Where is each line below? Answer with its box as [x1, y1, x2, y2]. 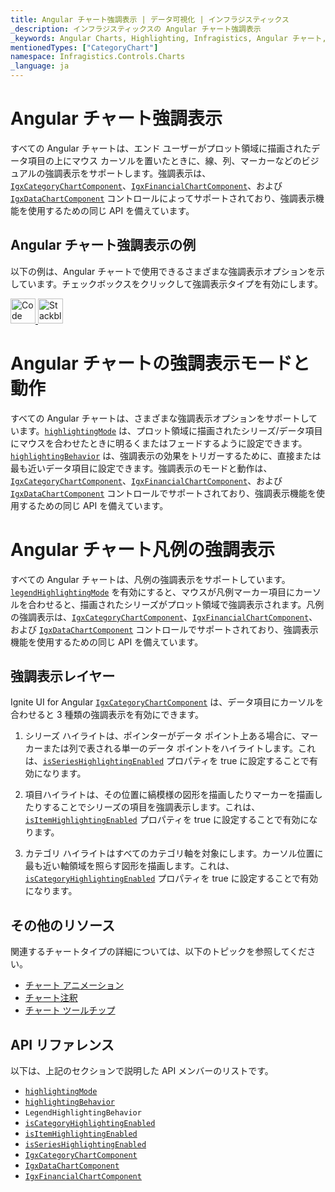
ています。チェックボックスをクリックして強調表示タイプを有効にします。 [18, 277, 323, 290]
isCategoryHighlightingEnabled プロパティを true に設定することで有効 [24, 872, 319, 885]
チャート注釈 [24, 992, 78, 1004]
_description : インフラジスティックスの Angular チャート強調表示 [10, 24, 262, 34]
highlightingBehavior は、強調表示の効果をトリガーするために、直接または [10, 449, 322, 461]
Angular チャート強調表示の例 [10, 237, 197, 254]
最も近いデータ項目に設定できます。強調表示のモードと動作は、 [10, 462, 273, 474]
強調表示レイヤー [10, 668, 116, 685]
